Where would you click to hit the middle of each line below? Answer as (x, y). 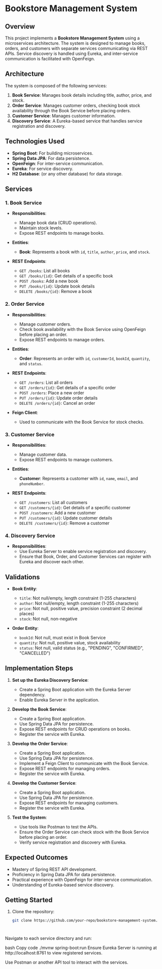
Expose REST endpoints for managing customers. (69, 803)
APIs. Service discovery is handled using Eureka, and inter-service (72, 53)
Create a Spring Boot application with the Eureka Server (75, 689)
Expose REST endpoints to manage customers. (66, 459)
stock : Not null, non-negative (48, 619)
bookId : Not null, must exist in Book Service (62, 638)
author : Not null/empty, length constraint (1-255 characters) (79, 604)
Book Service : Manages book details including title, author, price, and (82, 95)
